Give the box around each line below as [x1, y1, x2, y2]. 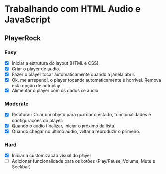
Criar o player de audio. [11, 66, 60, 72]
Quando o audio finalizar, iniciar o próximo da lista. [11, 123, 116, 129]
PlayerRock [4, 34, 41, 42]
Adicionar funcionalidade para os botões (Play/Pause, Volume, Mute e [11, 158, 155, 164]
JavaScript [4, 14, 51, 25]
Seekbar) [11, 164, 31, 170]
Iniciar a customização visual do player [11, 152, 92, 158]
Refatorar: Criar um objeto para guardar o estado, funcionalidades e [11, 112, 151, 118]
